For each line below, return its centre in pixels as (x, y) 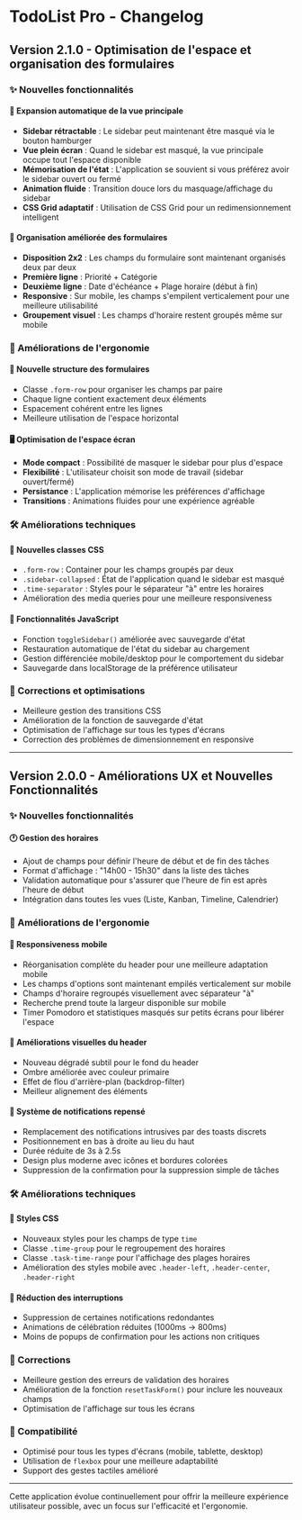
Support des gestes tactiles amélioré (90, 1470)
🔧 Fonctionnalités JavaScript (64, 619)
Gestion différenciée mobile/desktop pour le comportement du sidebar (153, 658)
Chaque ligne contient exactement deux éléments (114, 399)
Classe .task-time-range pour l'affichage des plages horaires (136, 1258)
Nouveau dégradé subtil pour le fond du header (111, 1062)
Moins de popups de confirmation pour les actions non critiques (141, 1337)
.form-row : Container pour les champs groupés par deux (128, 570)
